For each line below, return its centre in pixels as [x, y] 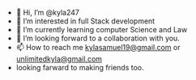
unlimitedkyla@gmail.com [59, 59]
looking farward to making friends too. [80, 67]
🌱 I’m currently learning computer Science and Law [102, 29]
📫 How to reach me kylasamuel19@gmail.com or [98, 47]
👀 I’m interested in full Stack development [85, 21]
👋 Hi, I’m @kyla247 [47, 13]
